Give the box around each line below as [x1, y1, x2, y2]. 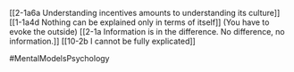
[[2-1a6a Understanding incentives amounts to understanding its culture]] [9, 8, 281, 18]
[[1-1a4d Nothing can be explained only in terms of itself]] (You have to [9, 17, 270, 28]
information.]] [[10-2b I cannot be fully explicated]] [9, 36, 197, 46]
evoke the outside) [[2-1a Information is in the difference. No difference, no [9, 27, 285, 36]
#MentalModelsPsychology [9, 53, 110, 63]
